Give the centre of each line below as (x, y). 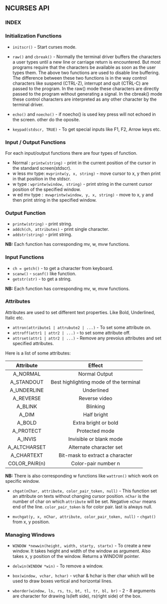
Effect (96, 365)
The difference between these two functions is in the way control (79, 78)
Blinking (95, 406)
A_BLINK (27, 406)
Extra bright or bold (95, 423)
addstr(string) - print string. (42, 234)
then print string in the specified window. (54, 200)
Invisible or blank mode (95, 439)
